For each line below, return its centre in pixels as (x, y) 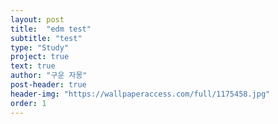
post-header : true (48, 85)
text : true (33, 66)
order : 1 (28, 103)
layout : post (37, 19)
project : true (40, 57)
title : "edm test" (51, 29)
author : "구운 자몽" (49, 76)
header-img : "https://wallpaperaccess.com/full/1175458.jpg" (140, 94)
